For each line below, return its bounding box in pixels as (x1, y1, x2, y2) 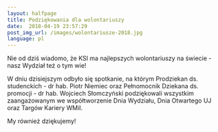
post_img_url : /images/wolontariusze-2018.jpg (7, 29, 143, 36)
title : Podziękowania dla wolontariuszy (7, 16, 125, 23)
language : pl (7, 36, 45, 42)
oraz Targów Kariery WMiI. (7, 104, 83, 112)
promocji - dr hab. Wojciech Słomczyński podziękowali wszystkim (7, 90, 195, 98)
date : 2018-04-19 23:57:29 (7, 23, 88, 29)
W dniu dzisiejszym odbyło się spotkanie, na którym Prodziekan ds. (7, 75, 198, 83)
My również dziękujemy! (7, 117, 76, 125)
